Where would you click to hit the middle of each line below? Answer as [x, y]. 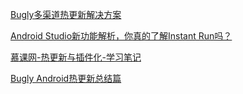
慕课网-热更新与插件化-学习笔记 [76, 57]
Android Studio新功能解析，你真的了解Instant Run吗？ [121, 36]
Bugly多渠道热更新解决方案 [66, 14]
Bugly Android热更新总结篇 [66, 78]
